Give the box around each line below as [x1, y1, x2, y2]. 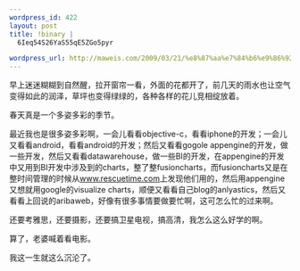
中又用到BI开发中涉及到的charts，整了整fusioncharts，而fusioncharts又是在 [9, 162, 288, 173]
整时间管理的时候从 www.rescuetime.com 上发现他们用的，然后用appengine [9, 173, 286, 184]
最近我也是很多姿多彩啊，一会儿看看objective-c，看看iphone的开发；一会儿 [9, 128, 287, 139]
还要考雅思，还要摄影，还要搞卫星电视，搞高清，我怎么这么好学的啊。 [9, 215, 268, 226]
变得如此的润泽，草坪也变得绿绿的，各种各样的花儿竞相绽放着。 [9, 91, 244, 102]
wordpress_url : [9, 54, 66, 63]
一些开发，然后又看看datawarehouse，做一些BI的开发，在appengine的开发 [9, 151, 285, 161]
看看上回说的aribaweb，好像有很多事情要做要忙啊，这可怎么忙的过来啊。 [9, 195, 279, 206]
